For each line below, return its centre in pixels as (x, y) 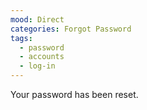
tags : (21, 38)
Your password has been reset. (74, 94)
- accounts (42, 57)
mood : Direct (37, 19)
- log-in (37, 66)
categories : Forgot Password (71, 29)
